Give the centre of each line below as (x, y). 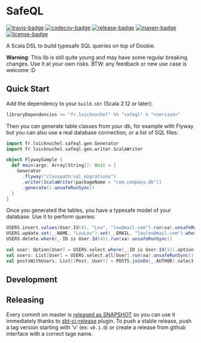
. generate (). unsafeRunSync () (58, 187)
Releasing (25, 300)
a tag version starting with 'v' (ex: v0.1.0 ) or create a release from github (96, 327)
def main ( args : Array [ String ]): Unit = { (64, 165)
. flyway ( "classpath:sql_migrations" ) (69, 177)
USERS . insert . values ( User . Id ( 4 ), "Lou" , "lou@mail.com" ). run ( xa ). (91, 228)
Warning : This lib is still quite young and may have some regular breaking (97, 57)
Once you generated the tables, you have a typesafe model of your (89, 210)
